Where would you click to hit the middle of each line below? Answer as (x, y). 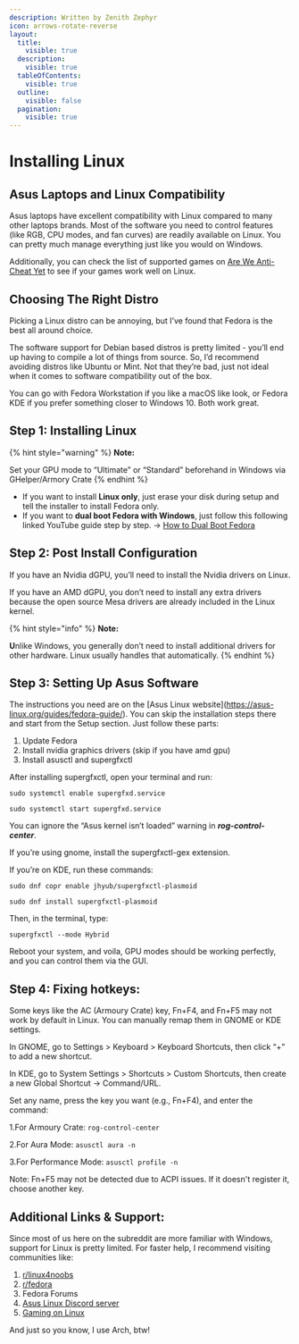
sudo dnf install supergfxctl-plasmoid (83, 902)
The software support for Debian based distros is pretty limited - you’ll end (146, 347)
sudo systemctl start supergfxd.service (86, 810)
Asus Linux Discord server (71, 1303)
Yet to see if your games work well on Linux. (115, 271)
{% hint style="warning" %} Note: (72, 452)
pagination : (40, 109)
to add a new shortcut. (50, 1056)
